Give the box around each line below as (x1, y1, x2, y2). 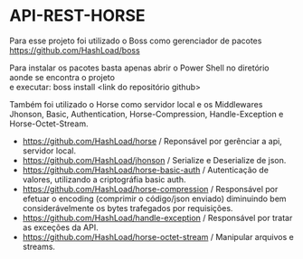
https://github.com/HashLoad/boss (9, 44, 140, 55)
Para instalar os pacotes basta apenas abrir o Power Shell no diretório (9, 62, 270, 73)
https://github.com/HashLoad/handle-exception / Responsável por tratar (22, 212, 293, 223)
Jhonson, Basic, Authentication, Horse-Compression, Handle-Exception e (9, 108, 284, 119)
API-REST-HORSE (9, 5, 147, 26)
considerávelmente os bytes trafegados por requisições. (22, 202, 233, 213)
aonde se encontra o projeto (9, 71, 116, 82)
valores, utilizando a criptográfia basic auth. (22, 173, 187, 185)
